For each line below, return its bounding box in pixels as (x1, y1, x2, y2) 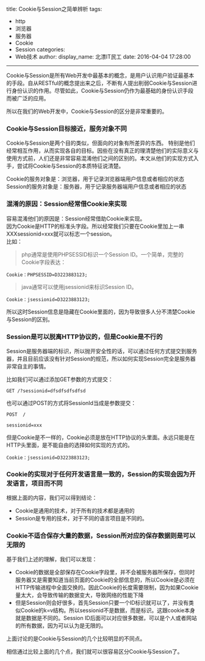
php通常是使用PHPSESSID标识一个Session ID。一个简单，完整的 (21, 250, 184, 258)
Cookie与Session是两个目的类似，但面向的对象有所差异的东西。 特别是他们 (6, 139, 195, 147)
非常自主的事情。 (6, 362, 49, 370)
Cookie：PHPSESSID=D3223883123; (6, 271, 88, 278)
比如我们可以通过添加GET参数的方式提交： (6, 375, 113, 383)
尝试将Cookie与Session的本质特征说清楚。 (16, 163, 124, 170)
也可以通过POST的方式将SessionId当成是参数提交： (6, 399, 136, 406)
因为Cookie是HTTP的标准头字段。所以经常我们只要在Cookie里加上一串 (6, 222, 184, 230)
